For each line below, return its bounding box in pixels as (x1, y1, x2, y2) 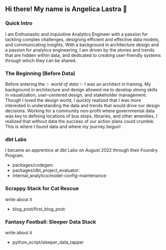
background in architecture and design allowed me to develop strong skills (5, 86, 158, 92)
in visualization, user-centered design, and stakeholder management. (5, 92, 147, 98)
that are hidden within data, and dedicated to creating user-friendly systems (5, 52, 161, 58)
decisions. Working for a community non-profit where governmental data (5, 108, 155, 114)
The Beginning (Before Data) (5, 70, 76, 77)
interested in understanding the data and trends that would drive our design (5, 102, 160, 108)
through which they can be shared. (5, 58, 77, 63)
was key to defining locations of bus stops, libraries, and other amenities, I (5, 113, 158, 119)
